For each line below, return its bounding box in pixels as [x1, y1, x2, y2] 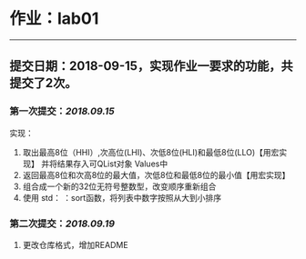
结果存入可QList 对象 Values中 [56, 158, 168, 169]
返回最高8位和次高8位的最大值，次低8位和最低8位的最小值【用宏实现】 [22, 169, 291, 180]
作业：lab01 [9, 8, 99, 29]
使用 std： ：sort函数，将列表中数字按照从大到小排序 [22, 192, 221, 203]
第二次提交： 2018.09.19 [9, 217, 116, 230]
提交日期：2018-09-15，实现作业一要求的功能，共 [9, 58, 293, 74]
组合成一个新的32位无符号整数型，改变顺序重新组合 [22, 181, 217, 192]
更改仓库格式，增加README [22, 239, 129, 250]
